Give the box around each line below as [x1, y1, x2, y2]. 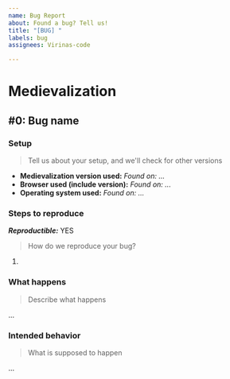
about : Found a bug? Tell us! [8, 19, 109, 27]
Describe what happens [27, 295, 107, 304]
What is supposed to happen [27, 347, 123, 358]
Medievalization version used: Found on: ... [19, 172, 166, 180]
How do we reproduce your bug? [27, 242, 137, 251]
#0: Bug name [8, 114, 80, 127]
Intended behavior [8, 330, 81, 341]
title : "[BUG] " [8, 26, 62, 34]
